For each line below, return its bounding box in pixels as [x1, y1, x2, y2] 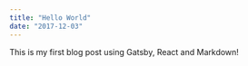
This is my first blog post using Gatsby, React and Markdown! [9, 46, 239, 57]
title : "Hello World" [9, 13, 92, 23]
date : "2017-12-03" [9, 22, 84, 31]
